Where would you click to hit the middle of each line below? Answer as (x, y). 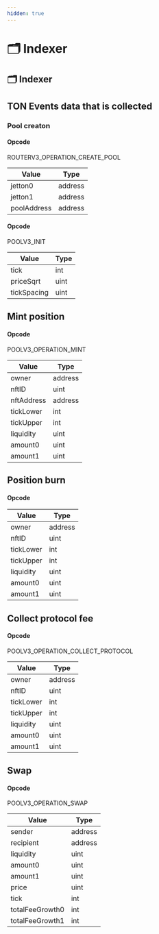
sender (22, 832)
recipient (25, 843)
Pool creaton (29, 125)
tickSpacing (30, 292)
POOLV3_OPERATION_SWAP (48, 803)
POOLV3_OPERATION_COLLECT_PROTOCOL (70, 651)
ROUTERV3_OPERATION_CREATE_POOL (64, 157)
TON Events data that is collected (80, 106)
